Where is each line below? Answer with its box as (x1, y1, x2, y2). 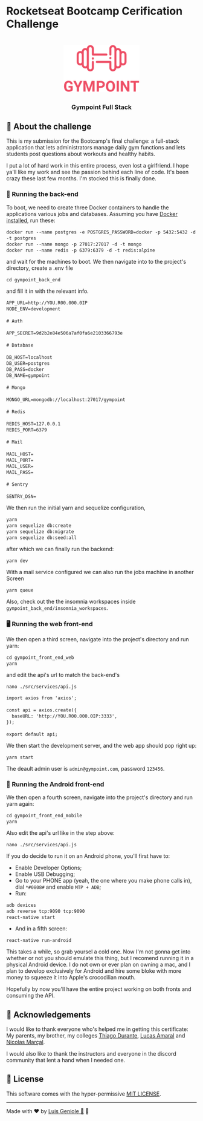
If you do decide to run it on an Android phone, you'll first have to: (6, 852, 170, 860)
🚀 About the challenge (6, 121, 92, 131)
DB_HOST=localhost (6, 354, 53, 361)
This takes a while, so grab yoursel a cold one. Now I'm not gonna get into (6, 948, 191, 955)
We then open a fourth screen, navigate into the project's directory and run (6, 794, 193, 801)
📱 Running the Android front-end (6, 780, 105, 788)
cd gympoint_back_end (6, 276, 61, 283)
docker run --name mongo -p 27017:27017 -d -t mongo (6, 241, 142, 247)
